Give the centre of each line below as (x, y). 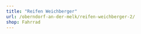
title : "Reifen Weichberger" (42, 11)
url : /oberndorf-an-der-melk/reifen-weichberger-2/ (70, 17)
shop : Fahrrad (23, 22)
